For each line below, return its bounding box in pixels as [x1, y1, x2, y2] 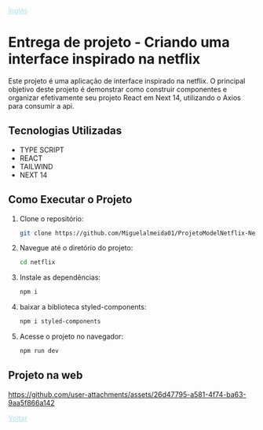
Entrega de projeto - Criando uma [8, 34, 230, 51]
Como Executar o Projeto [8, 193, 133, 206]
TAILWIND [19, 161, 53, 171]
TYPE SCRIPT [19, 145, 64, 154]
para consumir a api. [8, 101, 75, 110]
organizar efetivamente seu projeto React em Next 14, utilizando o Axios [8, 93, 241, 102]
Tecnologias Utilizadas [8, 124, 122, 138]
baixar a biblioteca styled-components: [19, 302, 147, 312]
